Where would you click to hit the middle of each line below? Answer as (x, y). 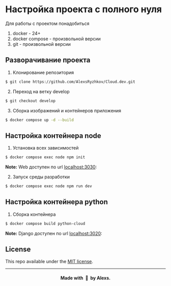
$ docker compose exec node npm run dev (49, 186)
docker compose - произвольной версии (56, 39)
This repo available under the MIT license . (49, 262)
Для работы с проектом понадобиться (48, 23)
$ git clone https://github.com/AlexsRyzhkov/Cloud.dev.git (70, 82)
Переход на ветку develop (41, 91)
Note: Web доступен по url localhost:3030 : (51, 167)
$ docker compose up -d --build (39, 120)
